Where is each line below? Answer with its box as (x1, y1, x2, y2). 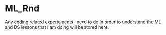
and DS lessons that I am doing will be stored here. (5, 24, 109, 30)
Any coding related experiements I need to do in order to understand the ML (5, 19, 161, 25)
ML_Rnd (5, 3, 40, 14)
